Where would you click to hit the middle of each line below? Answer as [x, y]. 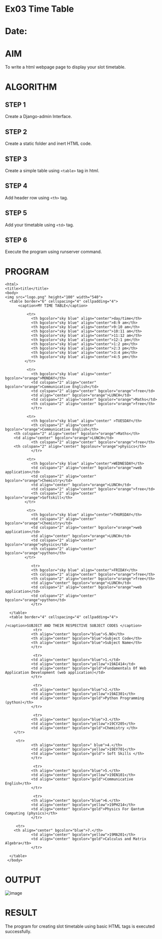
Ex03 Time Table [40, 9]
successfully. [18, 932]
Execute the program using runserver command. [53, 252]
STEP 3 [16, 159]
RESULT [21, 913]
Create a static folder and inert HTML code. [49, 144]
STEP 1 [16, 105]
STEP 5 [16, 213]
